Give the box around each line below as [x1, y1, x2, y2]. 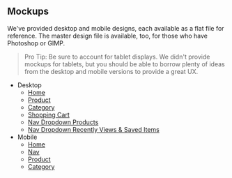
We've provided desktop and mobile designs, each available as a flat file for [7, 24, 224, 32]
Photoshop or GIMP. [7, 38, 65, 47]
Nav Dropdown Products [27, 118, 99, 126]
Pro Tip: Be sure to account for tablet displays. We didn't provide [24, 52, 210, 61]
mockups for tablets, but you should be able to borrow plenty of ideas [24, 59, 225, 68]
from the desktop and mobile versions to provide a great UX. [24, 67, 199, 75]
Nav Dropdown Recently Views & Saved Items [27, 125, 160, 133]
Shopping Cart [27, 110, 70, 119]
